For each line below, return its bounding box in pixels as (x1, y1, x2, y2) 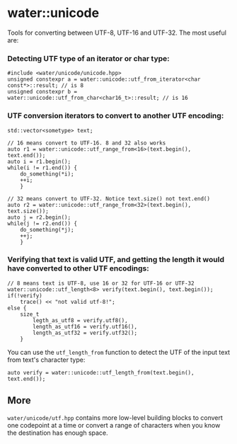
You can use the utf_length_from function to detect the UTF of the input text (7, 348, 231, 356)
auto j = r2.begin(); (7, 214, 71, 221)
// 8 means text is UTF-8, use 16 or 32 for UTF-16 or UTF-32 (7, 280, 195, 287)
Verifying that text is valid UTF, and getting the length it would (7, 255, 225, 265)
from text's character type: (7, 355, 86, 364)
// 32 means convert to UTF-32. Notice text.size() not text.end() (7, 195, 211, 203)
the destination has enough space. (7, 428, 108, 437)
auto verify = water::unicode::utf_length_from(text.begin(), (7, 369, 195, 376)
